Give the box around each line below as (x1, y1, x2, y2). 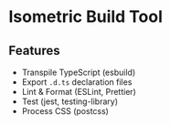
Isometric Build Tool (8, 6, 164, 27)
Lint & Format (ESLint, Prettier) (21, 87, 136, 97)
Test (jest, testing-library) (21, 96, 119, 107)
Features (8, 43, 60, 58)
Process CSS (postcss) (21, 106, 109, 116)
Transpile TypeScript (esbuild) (21, 67, 136, 78)
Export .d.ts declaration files (21, 77, 133, 88)
